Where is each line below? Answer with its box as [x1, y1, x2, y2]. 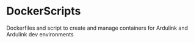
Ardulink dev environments [6, 30, 74, 38]
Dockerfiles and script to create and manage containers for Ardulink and [6, 24, 188, 31]
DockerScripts [6, 4, 81, 18]
